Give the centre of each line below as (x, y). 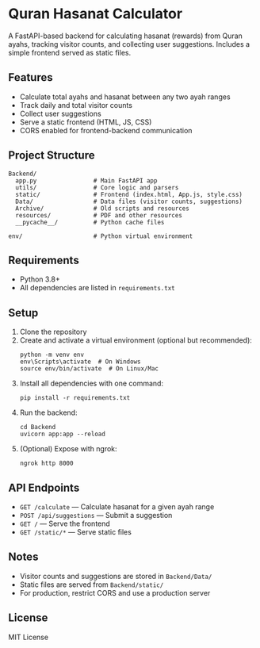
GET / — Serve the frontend (65, 523)
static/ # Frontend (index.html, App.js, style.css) (129, 194)
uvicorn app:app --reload (62, 434)
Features (31, 77)
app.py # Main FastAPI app (86, 180)
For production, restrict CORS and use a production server (115, 592)
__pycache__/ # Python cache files (90, 222)
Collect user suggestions (60, 113)
